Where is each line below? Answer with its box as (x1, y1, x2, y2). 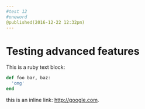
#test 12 (6, 8, 27, 15)
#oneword (6, 14, 27, 20)
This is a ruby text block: (6, 64, 65, 71)
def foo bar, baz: (6, 75, 51, 81)
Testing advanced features (6, 44, 140, 58)
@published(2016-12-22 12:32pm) (6, 19, 85, 25)
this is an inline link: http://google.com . (6, 96, 99, 103)
